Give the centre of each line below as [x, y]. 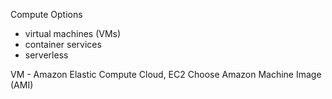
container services [63, 44]
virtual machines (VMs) [73, 33]
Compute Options [46, 14]
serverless [46, 55]
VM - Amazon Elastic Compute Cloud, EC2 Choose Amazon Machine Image [166, 74]
